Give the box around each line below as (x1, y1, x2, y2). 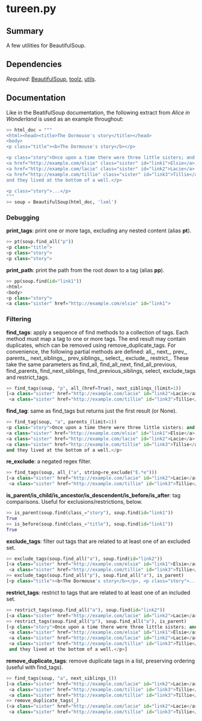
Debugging (6, 214, 40, 222)
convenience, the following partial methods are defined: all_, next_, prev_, (6, 348, 188, 355)
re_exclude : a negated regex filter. (6, 458, 92, 465)
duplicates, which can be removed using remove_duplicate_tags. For (6, 341, 176, 349)
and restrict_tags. (6, 373, 50, 381)
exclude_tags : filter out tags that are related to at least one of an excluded (6, 538, 191, 545)
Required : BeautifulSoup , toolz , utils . (6, 75, 96, 83)
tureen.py (6, 2, 57, 16)
